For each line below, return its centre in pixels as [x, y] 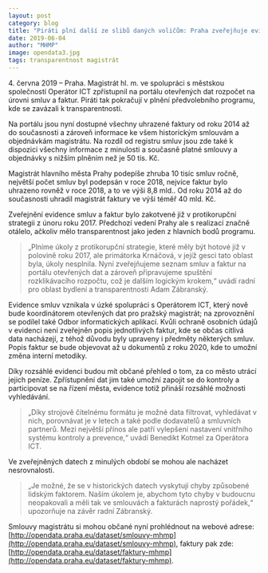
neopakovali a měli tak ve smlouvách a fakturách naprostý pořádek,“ [140, 502]
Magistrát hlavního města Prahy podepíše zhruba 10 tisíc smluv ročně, [124, 173]
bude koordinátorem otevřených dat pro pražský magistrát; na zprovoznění [132, 313]
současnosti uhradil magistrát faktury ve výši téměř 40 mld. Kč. [112, 199]
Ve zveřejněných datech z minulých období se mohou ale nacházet [118, 461]
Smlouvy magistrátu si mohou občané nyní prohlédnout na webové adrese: [132, 526]
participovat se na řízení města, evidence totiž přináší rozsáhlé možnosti [127, 388]
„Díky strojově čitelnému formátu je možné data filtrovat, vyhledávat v [142, 412]
